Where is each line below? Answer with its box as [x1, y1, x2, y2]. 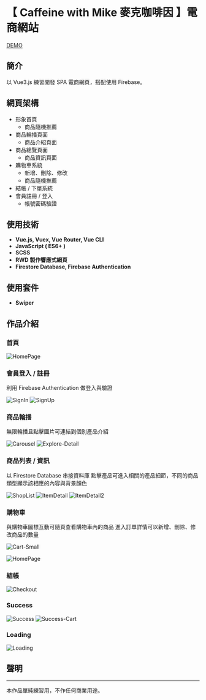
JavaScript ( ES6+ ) [15, 243, 66, 250]
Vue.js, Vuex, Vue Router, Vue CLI [15, 236, 104, 243]
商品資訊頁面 [24, 154, 57, 161]
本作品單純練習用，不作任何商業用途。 [6, 687, 103, 694]
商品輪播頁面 [15, 131, 48, 138]
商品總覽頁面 [15, 146, 48, 153]
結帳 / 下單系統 [15, 185, 53, 192]
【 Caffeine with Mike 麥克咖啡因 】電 [6, 6, 198, 20]
